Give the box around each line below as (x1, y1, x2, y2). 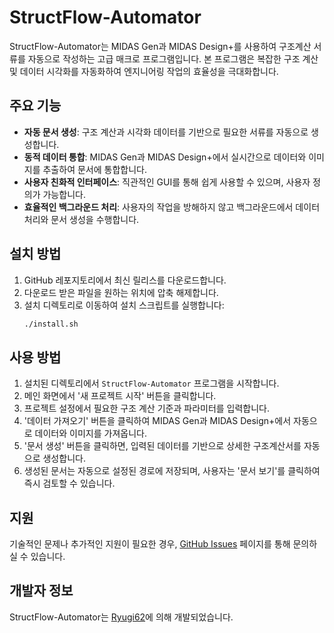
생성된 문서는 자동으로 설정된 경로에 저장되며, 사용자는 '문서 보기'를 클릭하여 (23, 465, 321, 477)
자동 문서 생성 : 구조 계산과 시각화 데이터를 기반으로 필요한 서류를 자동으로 (23, 126, 309, 138)
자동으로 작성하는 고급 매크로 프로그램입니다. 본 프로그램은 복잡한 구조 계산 (27, 52, 319, 65)
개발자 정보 (9, 582, 74, 600)
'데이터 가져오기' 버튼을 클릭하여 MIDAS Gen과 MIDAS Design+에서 (23, 415, 292, 427)
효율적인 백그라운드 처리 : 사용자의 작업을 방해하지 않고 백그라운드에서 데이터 (23, 201, 321, 213)
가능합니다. (42, 188, 86, 200)
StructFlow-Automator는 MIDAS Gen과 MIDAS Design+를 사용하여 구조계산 (9, 40, 312, 52)
